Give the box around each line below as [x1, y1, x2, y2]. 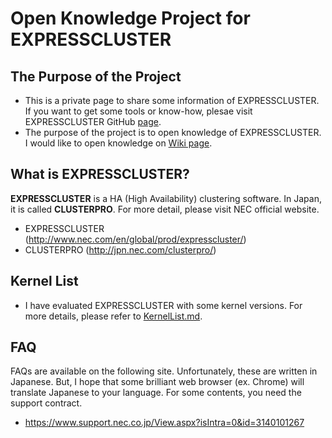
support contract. [10, 397, 83, 409]
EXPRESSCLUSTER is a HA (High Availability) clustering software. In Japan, [10, 192, 322, 204]
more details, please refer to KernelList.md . [24, 310, 203, 322]
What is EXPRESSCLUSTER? [10, 166, 190, 183]
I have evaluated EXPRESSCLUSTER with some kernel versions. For [24, 299, 303, 311]
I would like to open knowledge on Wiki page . [24, 137, 213, 149]
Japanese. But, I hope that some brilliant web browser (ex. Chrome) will [10, 376, 305, 388]
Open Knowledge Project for [10, 7, 251, 30]
